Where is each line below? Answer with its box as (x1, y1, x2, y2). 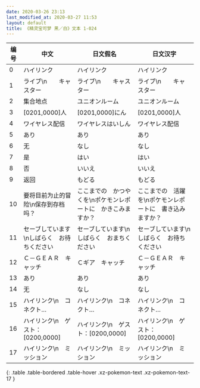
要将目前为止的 (23, 192, 65, 200)
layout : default (6, 20, 46, 26)
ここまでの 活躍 (137, 187, 186, 195)
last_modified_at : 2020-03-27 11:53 (6, 14, 97, 20)
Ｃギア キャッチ (77, 258, 125, 267)
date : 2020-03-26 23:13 (6, 8, 65, 15)
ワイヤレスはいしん (77, 120, 131, 128)
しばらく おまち (77, 234, 125, 242)
